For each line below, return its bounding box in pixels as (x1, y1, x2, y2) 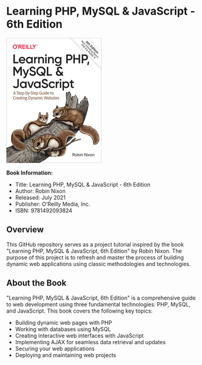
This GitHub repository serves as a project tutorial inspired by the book (6, 240, 184, 248)
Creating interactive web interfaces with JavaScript (15, 331, 144, 339)
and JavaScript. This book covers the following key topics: (6, 307, 153, 314)
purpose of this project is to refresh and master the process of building (6, 253, 184, 261)
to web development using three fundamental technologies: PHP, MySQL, (6, 300, 190, 308)
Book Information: (6, 169, 53, 176)
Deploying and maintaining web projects (15, 351, 117, 358)
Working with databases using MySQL (15, 325, 111, 333)
